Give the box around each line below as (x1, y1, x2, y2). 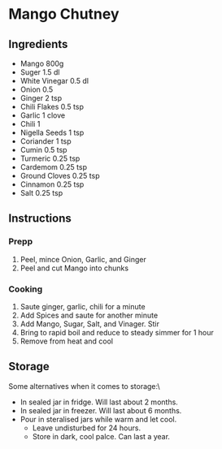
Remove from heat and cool (20, 336, 114, 346)
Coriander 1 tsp (20, 136, 72, 146)
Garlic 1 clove (20, 110, 66, 120)
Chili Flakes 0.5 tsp (20, 102, 84, 111)
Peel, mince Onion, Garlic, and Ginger (20, 254, 146, 264)
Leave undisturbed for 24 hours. (32, 423, 141, 433)
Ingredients (8, 37, 68, 51)
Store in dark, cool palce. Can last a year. (32, 431, 171, 441)
